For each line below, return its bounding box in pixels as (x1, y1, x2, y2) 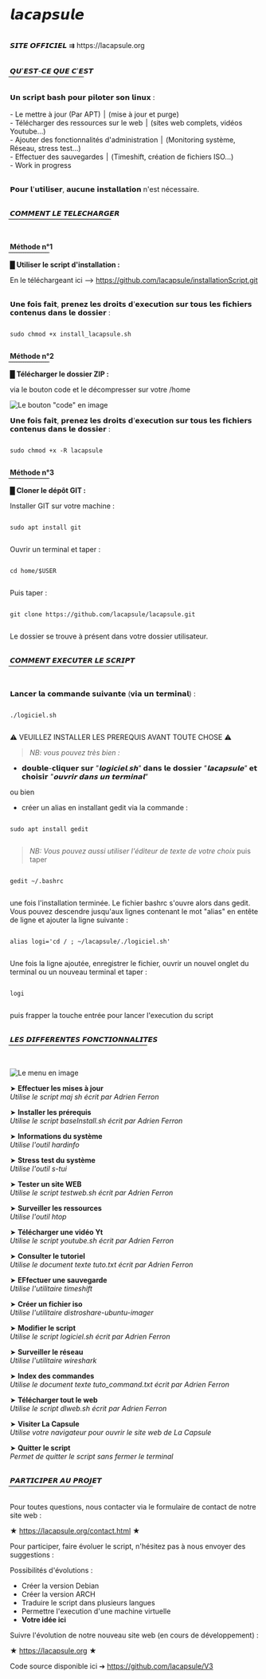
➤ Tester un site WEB (10, 1179, 82, 1188)
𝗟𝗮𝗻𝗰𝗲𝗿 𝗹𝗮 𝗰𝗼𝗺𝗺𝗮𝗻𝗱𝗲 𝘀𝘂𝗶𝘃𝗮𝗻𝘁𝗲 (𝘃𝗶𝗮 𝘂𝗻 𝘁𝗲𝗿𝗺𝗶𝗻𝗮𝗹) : (10, 689, 196, 698)
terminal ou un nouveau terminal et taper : (10, 967, 147, 977)
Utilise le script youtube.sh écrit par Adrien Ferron (10, 1235, 174, 1245)
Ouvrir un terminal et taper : (10, 544, 101, 554)
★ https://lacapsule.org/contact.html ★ (10, 1526, 141, 1535)
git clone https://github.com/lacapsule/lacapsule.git (10, 610, 196, 619)
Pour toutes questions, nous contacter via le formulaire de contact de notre (10, 1502, 256, 1511)
